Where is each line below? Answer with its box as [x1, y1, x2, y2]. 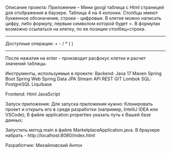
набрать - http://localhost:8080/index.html [5, 132, 96, 138]
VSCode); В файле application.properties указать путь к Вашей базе [5, 112, 151, 117]
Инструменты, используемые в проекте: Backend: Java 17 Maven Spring [5, 71, 162, 76]
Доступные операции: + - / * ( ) [5, 41, 74, 46]
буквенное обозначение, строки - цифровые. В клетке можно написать [5, 15, 162, 21]
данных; [5, 117, 23, 123]
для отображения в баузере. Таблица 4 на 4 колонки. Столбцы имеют [5, 10, 158, 16]
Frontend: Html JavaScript [5, 91, 60, 97]
